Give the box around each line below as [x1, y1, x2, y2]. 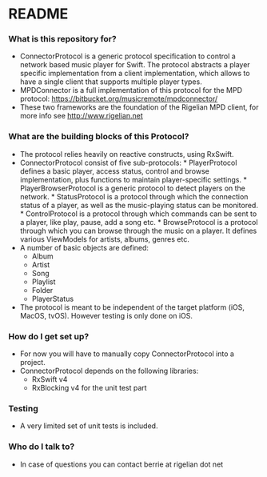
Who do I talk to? [8, 441, 75, 452]
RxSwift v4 [31, 375, 68, 384]
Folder [31, 285, 54, 295]
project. [19, 358, 46, 367]
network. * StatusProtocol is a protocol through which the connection [19, 191, 249, 201]
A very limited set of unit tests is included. [19, 421, 158, 431]
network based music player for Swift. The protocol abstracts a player [19, 60, 250, 70]
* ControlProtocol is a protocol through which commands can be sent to [19, 209, 257, 218]
